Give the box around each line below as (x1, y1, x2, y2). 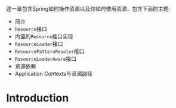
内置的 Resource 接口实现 (14, 33, 73, 40)
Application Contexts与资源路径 (14, 70, 92, 77)
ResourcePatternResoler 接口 (14, 48, 85, 55)
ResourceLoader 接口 (14, 41, 64, 47)
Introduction (6, 91, 69, 105)
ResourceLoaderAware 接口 (14, 55, 76, 62)
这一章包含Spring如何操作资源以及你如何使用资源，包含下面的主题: (6, 5, 171, 12)
